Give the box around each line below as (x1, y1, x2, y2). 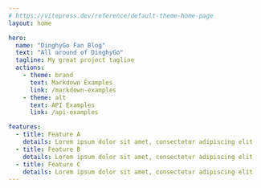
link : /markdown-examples (29, 86, 116, 94)
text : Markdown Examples (29, 78, 113, 87)
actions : (15, 63, 45, 72)
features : (8, 123, 42, 131)
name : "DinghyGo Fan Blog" (15, 41, 106, 49)
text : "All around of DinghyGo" (15, 49, 124, 57)
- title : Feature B (15, 145, 81, 153)
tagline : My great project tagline (15, 56, 135, 64)
